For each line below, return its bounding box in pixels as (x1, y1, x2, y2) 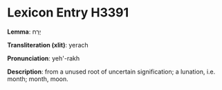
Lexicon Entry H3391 (7, 5, 129, 21)
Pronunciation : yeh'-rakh (7, 54, 80, 63)
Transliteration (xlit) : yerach (7, 41, 89, 49)
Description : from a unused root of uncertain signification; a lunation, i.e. (7, 67, 216, 76)
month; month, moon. (7, 74, 69, 83)
